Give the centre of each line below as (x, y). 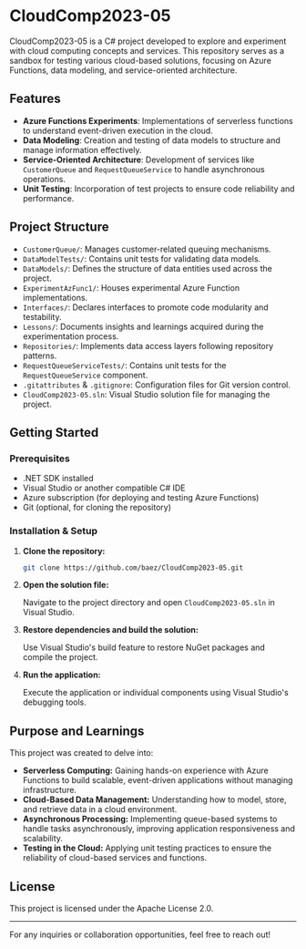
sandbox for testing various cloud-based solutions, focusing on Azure (140, 60)
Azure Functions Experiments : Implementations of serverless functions (158, 120)
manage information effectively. (82, 150)
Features (35, 99)
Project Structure (59, 227)
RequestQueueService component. (85, 375)
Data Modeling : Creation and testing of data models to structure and (151, 140)
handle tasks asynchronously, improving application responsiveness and (159, 829)
